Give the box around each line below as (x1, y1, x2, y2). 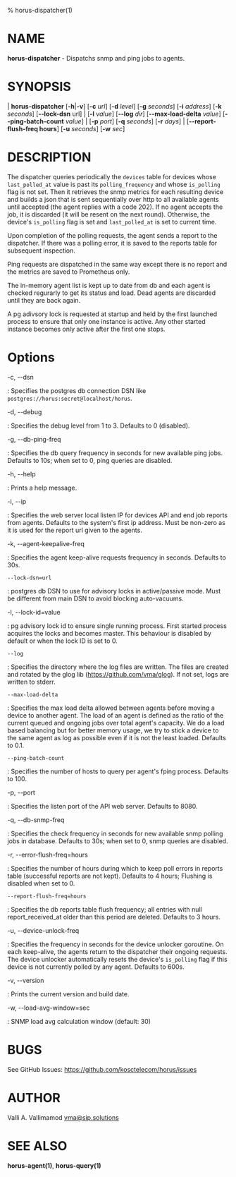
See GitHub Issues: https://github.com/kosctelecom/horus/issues (7, 1065, 197, 1073)
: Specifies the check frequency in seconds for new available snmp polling (7, 829, 223, 838)
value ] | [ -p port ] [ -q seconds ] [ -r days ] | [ (66, 116, 190, 126)
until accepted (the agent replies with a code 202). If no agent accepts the (7, 203, 223, 211)
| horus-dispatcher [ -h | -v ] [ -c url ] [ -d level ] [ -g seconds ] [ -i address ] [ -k (7, 102, 222, 110)
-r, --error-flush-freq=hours (7, 850, 88, 859)
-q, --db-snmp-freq (7, 815, 65, 824)
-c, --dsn (7, 373, 34, 381)
